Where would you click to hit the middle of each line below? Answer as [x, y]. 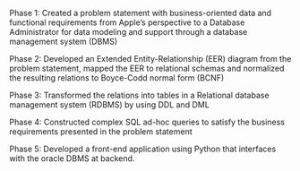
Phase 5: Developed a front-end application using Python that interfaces [143, 149]
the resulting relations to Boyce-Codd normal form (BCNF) [117, 78]
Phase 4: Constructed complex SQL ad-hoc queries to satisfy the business [147, 122]
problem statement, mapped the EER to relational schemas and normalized [147, 68]
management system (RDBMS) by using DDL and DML [110, 105]
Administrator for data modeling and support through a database [129, 32]
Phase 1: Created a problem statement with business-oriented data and [140, 13]
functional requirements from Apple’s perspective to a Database [127, 22]
